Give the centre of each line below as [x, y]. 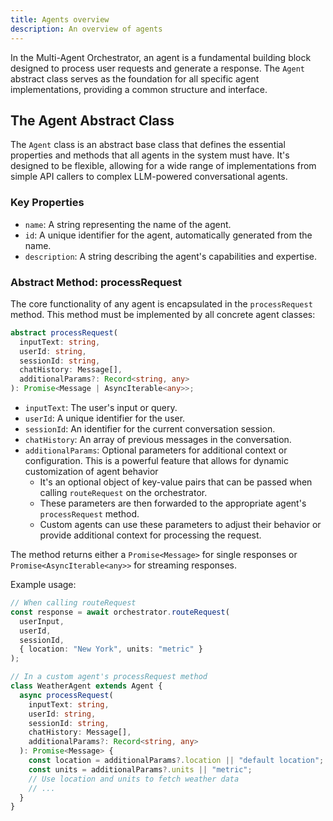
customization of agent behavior [91, 472]
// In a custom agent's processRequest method [109, 677]
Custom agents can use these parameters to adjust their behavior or [180, 525]
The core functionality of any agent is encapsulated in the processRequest [161, 303]
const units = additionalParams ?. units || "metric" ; [140, 769]
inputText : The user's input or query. [101, 408]
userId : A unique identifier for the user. [105, 418]
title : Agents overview [60, 19]
